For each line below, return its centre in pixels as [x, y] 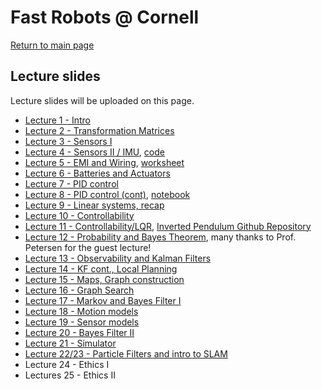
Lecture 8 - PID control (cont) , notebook [107, 194]
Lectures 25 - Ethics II [70, 375]
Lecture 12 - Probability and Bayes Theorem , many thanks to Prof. [160, 237]
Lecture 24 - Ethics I [67, 364]
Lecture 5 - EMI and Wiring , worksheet [104, 162]
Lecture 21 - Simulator [70, 343]
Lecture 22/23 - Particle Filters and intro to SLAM [126, 353]
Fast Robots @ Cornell [105, 17]
